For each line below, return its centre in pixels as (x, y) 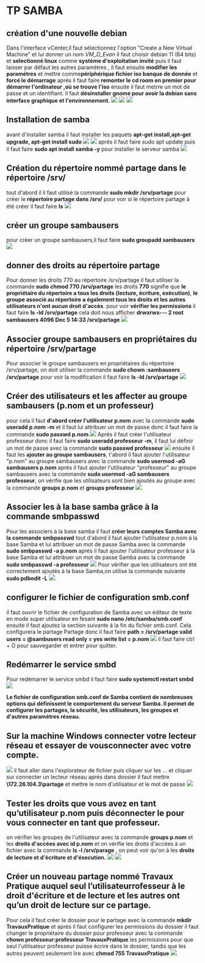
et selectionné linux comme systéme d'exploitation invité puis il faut (94, 61)
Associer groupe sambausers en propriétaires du (102, 339)
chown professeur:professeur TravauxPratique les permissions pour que (100, 939)
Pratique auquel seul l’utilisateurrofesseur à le (96, 886)
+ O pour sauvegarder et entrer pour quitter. (62, 645)
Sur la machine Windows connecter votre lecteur (101, 736)
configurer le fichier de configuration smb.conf (98, 597)
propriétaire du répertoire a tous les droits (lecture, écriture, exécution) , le (102, 293)
